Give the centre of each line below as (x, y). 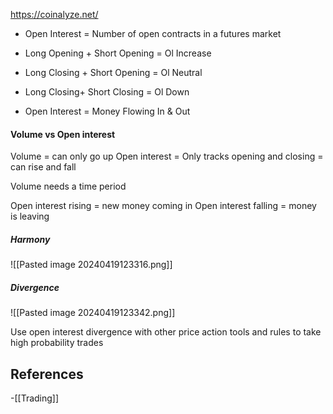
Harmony (30, 239)
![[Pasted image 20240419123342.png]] (93, 313)
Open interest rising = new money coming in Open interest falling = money (163, 206)
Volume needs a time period (68, 186)
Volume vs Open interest (63, 134)
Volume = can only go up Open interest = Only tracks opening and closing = (167, 156)
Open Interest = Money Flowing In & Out (107, 111)
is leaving (30, 216)
